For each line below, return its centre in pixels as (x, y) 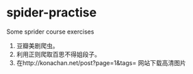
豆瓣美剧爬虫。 (37, 45)
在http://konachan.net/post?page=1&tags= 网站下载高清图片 (101, 62)
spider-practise (52, 13)
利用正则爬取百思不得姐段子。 (58, 54)
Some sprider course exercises (50, 32)
